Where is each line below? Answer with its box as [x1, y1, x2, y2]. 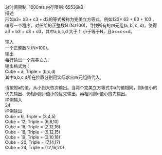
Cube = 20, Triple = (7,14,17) [5, 139, 61, 145]
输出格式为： [5, 63, 31, 69]
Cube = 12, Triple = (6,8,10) [5, 119, 59, 124]
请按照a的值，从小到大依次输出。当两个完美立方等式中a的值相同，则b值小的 [5, 85, 158, 90]
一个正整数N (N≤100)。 [5, 45, 52, 51]
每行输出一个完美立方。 [5, 57, 52, 63]
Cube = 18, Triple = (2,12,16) [5, 124, 61, 130]
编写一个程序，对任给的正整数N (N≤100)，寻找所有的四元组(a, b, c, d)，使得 [5, 22, 157, 28]
